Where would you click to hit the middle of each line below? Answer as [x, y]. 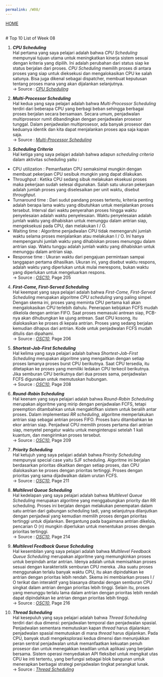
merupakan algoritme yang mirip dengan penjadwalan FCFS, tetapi [79, 404]
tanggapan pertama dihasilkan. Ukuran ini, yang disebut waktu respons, [84, 262]
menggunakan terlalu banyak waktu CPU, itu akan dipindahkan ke [78, 572]
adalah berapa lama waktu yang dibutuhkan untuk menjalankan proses [83, 205]
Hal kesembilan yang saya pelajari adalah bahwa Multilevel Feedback [82, 551]
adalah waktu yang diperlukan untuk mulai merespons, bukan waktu [81, 267]
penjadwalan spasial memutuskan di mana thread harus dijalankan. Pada [85, 633]
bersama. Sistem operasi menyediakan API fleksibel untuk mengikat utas [85, 654]
